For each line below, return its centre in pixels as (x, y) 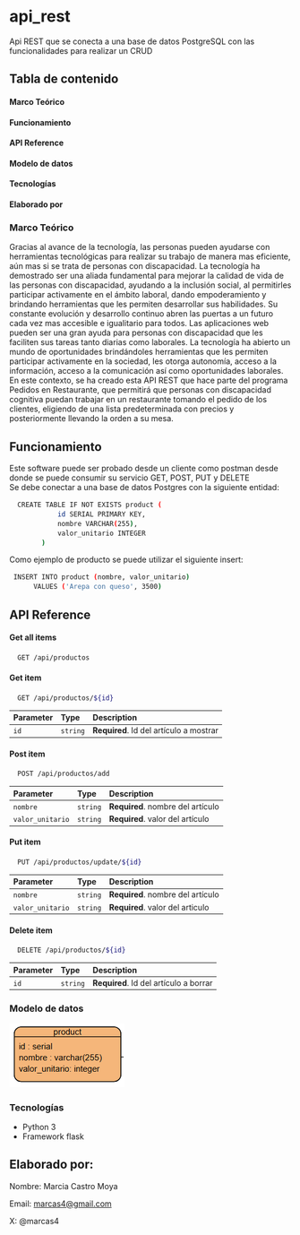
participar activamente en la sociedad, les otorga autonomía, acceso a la (143, 361)
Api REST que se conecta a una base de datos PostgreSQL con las (132, 41)
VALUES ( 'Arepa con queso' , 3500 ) (98, 587)
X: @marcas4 (34, 1221)
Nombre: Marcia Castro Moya (64, 1186)
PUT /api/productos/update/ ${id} (80, 862)
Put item (26, 842)
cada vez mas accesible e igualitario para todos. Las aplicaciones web (139, 324)
